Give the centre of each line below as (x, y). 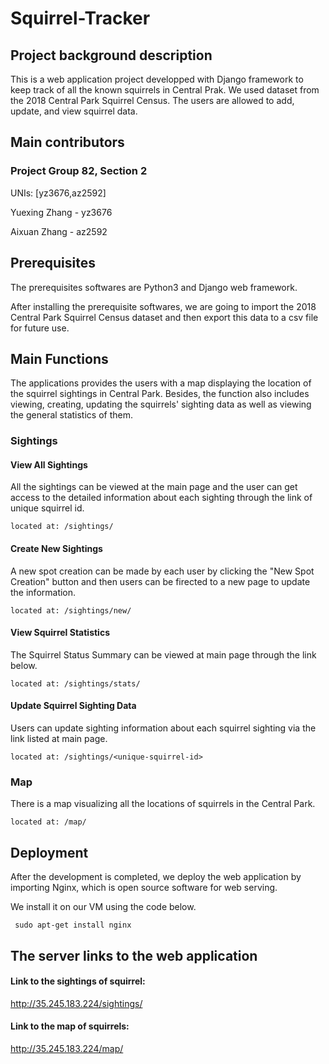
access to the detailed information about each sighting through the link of (161, 498)
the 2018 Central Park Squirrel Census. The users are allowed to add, (152, 100)
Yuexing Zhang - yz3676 (61, 212)
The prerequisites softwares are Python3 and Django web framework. (154, 287)
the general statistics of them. (71, 415)
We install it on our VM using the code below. (103, 907)
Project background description (111, 55)
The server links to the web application (134, 955)
